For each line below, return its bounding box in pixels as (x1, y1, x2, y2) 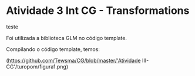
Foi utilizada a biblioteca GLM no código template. (6, 34, 127, 41)
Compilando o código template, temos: (6, 45, 100, 53)
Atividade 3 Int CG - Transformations (6, 4, 190, 17)
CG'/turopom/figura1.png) (6, 63, 69, 70)
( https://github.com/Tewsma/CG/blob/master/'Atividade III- (6, 57, 149, 64)
